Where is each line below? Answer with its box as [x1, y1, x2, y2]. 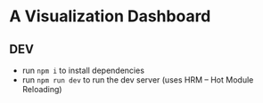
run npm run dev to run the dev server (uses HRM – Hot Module [21, 75, 254, 85]
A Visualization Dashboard [9, 6, 211, 27]
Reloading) [21, 84, 62, 94]
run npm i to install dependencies [21, 65, 145, 75]
